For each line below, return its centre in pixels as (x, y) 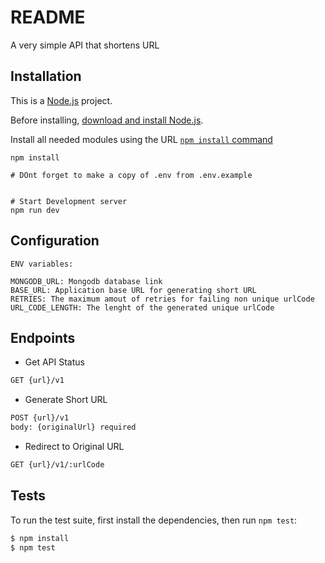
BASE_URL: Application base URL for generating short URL (133, 290)
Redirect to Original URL (74, 446)
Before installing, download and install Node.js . (107, 120)
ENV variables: (42, 264)
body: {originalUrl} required (73, 427)
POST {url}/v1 (40, 418)
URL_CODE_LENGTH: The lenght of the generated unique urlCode (142, 307)
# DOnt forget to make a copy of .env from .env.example (131, 175)
